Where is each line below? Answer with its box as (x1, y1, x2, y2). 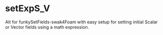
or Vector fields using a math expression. (5, 24, 89, 30)
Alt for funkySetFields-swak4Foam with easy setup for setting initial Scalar (5, 19, 158, 25)
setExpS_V (5, 3, 50, 14)
